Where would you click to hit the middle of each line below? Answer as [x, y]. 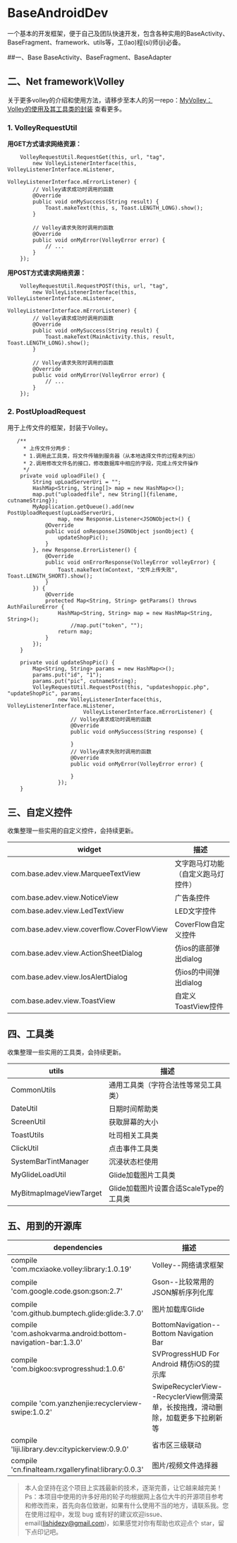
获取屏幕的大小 [134, 1122]
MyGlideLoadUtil [38, 1174]
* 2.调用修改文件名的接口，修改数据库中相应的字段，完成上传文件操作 [111, 464]
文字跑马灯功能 [199, 864]
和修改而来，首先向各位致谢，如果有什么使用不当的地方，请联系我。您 [127, 1505]
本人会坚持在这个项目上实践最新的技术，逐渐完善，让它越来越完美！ [123, 1487]
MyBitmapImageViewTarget [56, 1193]
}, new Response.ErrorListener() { [85, 550]
